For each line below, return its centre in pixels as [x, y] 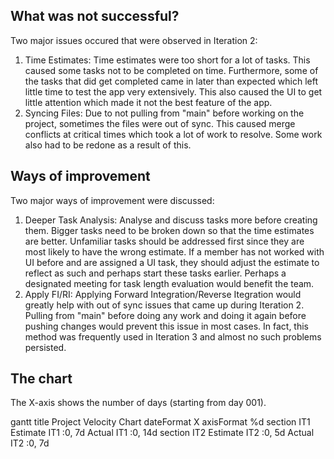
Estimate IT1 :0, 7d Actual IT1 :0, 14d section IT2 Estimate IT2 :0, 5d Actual [162, 433]
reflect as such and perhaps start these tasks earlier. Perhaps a [155, 273]
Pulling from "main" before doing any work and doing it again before [165, 315]
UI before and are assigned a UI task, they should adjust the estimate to [172, 262]
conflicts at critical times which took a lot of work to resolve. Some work [173, 134]
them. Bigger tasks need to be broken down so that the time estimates [169, 230]
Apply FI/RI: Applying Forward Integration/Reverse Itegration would [163, 294]
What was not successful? [95, 16]
